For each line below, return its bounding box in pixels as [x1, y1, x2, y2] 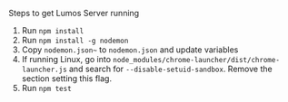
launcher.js [21, 65, 67, 74]
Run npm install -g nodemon [21, 35, 129, 45]
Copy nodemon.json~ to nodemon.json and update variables [21, 44, 239, 55]
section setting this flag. [21, 73, 113, 84]
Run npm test [21, 83, 72, 93]
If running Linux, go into [21, 54, 111, 64]
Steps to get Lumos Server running [8, 8, 140, 18]
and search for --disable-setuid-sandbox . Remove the [68, 63, 273, 74]
